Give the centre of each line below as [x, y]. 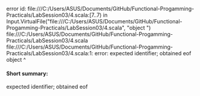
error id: [16, 9]
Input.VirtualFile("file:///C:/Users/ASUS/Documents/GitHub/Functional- [94, 21]
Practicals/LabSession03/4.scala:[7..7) [54, 15]
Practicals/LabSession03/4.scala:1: [50, 53]
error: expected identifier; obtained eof [143, 53]
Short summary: [27, 73]
